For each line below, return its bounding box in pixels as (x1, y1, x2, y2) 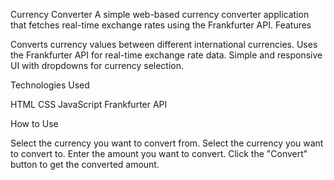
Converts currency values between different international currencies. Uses (10, 39, 318, 50)
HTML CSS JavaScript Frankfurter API (10, 99, 168, 110)
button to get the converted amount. (10, 159, 160, 170)
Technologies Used (10, 79, 90, 91)
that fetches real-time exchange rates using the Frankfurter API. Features (10, 19, 312, 31)
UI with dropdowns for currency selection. (10, 60, 185, 71)
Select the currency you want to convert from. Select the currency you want (10, 137, 324, 149)
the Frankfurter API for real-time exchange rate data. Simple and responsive (10, 49, 323, 61)
